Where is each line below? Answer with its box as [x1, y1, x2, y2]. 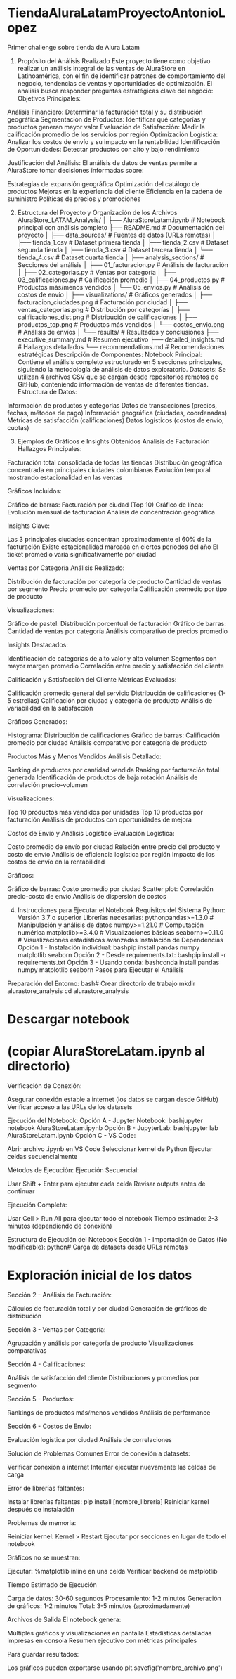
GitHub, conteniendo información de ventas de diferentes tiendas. [17, 380, 209, 388]
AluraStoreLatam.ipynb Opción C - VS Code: [7, 1132, 136, 1140]
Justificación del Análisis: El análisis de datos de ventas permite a [7, 158, 197, 167]
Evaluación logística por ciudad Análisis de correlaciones [7, 1436, 172, 1444]
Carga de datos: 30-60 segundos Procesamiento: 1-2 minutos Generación [7, 1594, 221, 1602]
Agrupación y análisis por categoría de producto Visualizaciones [7, 1339, 195, 1347]
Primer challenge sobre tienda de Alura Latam [7, 43, 140, 51]
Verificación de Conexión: [7, 1082, 82, 1090]
